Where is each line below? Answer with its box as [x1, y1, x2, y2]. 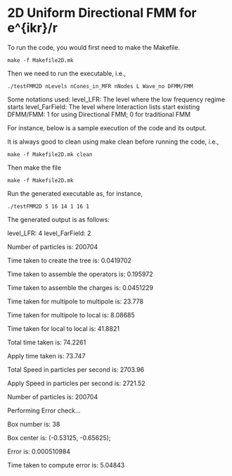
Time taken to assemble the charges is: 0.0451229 [7, 283, 153, 292]
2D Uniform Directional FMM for [7, 5, 197, 21]
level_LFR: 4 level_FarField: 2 [7, 229, 91, 237]
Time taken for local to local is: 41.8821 [7, 324, 120, 332]
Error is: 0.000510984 [7, 447, 71, 456]
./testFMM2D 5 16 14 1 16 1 [7, 203, 90, 210]
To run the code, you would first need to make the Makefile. [7, 43, 181, 51]
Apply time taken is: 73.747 [7, 351, 86, 360]
